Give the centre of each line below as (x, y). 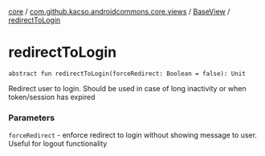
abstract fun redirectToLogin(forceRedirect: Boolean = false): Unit (127, 74)
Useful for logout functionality (58, 144)
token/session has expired (52, 97)
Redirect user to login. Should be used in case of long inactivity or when (127, 88)
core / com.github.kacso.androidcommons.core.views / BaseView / (119, 12)
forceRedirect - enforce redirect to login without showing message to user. (132, 135)
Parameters (31, 118)
